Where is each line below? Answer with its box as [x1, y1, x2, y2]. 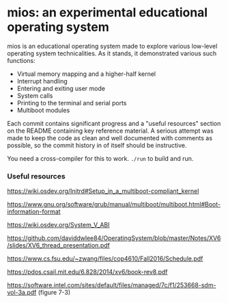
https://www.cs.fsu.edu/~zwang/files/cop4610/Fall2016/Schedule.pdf [7, 254, 203, 263]
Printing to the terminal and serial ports [16, 98, 127, 107]
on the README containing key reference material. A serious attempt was [7, 127, 214, 135]
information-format [7, 207, 61, 216]
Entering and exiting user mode [16, 84, 106, 92]
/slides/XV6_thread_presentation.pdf [7, 241, 111, 250]
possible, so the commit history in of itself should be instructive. [7, 141, 187, 149]
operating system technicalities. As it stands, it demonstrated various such [7, 49, 217, 57]
